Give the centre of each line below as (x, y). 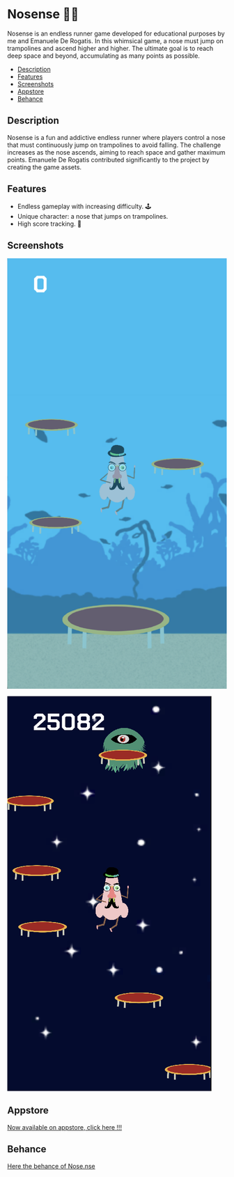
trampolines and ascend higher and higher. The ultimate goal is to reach (110, 48)
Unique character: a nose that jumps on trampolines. (93, 216)
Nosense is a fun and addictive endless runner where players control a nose (116, 137)
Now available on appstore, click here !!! (65, 1127)
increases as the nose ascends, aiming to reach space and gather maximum (116, 152)
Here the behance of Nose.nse (51, 1166)
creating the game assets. (45, 167)
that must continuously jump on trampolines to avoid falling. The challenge (114, 145)
